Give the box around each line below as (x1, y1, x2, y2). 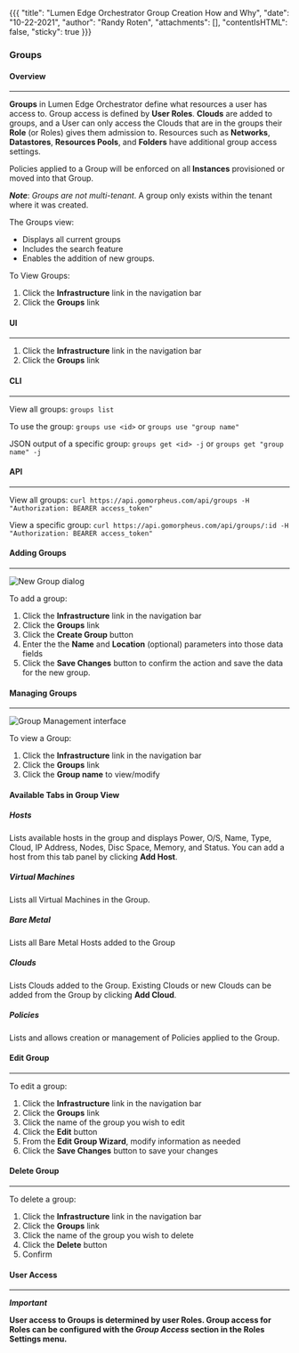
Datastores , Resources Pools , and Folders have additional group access (9, 137, 278, 148)
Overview (9, 70, 46, 81)
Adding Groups (9, 548, 67, 558)
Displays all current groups (21, 234, 122, 245)
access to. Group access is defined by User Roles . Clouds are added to (9, 109, 273, 119)
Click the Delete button (21, 1239, 108, 1250)
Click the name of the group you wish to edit (21, 1117, 185, 1128)
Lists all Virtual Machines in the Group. (9, 894, 150, 905)
